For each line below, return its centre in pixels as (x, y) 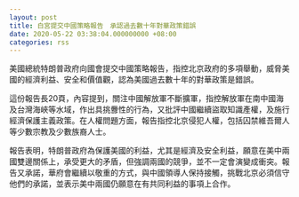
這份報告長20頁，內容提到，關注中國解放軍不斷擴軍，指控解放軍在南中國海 (147, 98)
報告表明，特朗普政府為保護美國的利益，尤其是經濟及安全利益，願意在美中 (145, 151)
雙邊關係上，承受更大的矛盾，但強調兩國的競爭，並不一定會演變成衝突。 (149, 162)
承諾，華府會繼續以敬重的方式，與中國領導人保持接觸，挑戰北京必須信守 (157, 173)
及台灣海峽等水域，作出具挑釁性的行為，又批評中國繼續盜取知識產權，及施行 (149, 110)
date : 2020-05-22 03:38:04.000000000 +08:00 (93, 34)
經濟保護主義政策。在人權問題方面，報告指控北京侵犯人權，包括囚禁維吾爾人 (149, 121)
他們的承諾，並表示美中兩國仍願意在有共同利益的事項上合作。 (122, 184)
